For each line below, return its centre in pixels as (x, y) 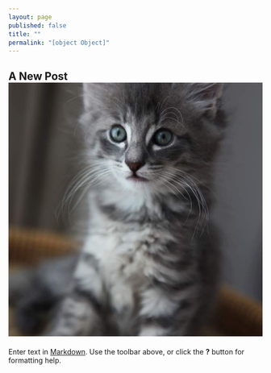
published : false (38, 25)
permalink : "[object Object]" (59, 43)
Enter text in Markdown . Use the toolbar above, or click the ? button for (126, 352)
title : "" (25, 34)
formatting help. (35, 361)
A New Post (38, 76)
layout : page (30, 17)
